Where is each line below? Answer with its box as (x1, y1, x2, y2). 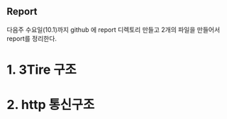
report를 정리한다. (6, 34, 57, 42)
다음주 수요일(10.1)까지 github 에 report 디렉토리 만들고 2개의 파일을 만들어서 (6, 25, 221, 34)
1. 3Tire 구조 (6, 62, 77, 77)
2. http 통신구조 (6, 97, 95, 113)
